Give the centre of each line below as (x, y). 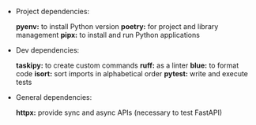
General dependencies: (54, 97)
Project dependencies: (52, 11)
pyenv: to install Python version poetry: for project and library (117, 26)
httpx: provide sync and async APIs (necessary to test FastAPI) (119, 112)
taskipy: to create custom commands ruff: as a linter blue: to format (127, 65)
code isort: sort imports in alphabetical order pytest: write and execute (132, 74)
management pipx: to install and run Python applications (107, 35)
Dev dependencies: (47, 50)
